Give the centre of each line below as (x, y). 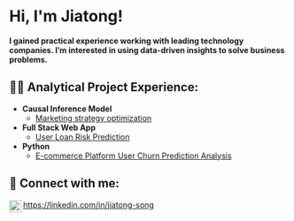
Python (36, 146)
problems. (29, 59)
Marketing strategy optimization (93, 118)
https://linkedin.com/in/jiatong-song (89, 204)
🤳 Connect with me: (64, 183)
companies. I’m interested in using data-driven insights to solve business (147, 50)
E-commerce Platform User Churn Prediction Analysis (133, 156)
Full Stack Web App (58, 127)
